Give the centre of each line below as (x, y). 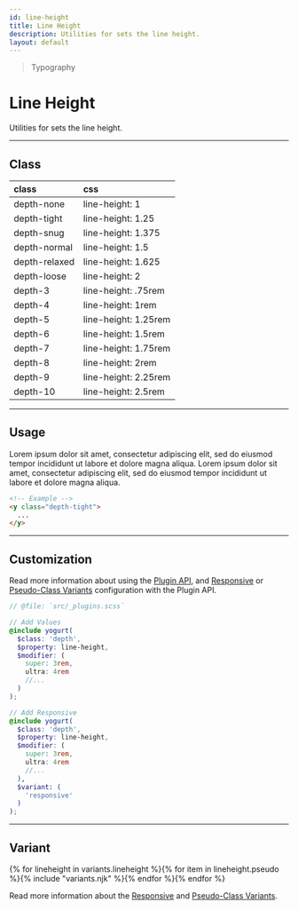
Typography (53, 67)
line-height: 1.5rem (124, 334)
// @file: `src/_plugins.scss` (67, 606)
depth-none (39, 204)
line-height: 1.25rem (127, 319)
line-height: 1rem (120, 305)
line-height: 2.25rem (127, 377)
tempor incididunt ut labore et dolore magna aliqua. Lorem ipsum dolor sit (143, 463)
